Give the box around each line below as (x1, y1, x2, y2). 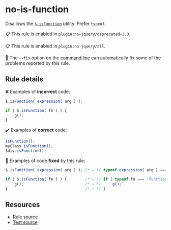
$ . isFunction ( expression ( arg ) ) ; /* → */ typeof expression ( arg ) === (5, 167, 167, 172)
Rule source (12, 214, 38, 220)
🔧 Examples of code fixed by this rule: (5, 157, 85, 164)
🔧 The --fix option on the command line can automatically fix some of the (5, 55, 161, 61)
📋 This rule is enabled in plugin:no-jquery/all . (5, 42, 106, 49)
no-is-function (5, 4, 69, 15)
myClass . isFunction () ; (5, 144, 53, 149)
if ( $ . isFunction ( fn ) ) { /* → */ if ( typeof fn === (5, 176, 145, 182)
